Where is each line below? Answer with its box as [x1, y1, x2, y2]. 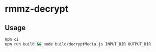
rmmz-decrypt [5, 3, 69, 15]
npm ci [5, 37, 19, 42]
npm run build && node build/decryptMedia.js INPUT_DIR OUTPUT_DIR [5, 41, 151, 46]
